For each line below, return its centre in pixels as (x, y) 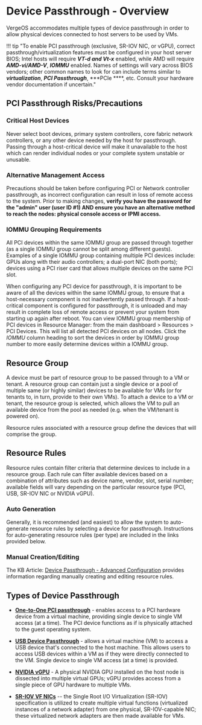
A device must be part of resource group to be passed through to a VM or (98, 378)
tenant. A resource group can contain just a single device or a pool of (92, 384)
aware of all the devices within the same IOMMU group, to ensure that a (96, 293)
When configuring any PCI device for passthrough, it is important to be (94, 286)
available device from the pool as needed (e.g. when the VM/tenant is (93, 410)
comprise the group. (32, 434)
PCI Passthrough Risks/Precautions (74, 104)
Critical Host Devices (38, 121)
